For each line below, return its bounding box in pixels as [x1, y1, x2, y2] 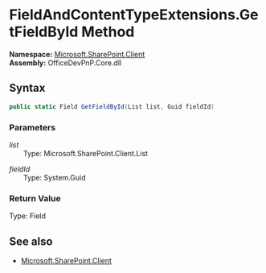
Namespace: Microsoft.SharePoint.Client [9, 49, 145, 59]
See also [9, 234, 53, 248]
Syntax [9, 81, 46, 95]
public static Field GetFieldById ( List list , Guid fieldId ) [9, 102, 215, 110]
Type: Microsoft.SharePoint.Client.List [23, 148, 148, 158]
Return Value [9, 192, 61, 204]
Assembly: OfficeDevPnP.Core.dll [9, 58, 122, 68]
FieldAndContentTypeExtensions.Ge [9, 6, 259, 24]
